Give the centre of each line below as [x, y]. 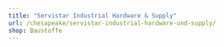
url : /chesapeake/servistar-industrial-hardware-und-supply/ [112, 23]
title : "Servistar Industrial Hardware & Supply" [93, 16]
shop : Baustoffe [35, 30]
